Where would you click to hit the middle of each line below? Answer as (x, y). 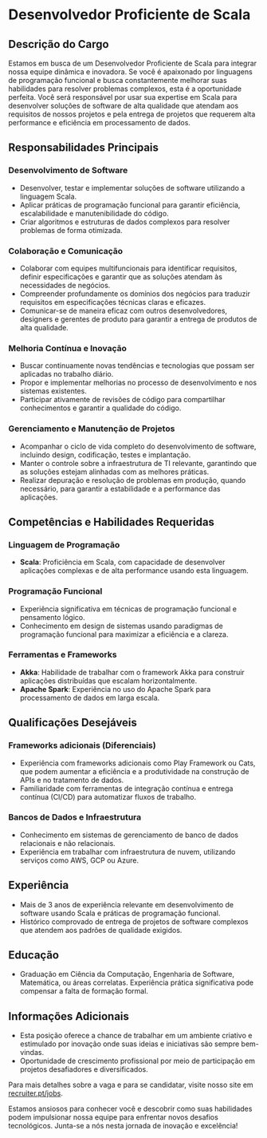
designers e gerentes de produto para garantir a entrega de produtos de (138, 319)
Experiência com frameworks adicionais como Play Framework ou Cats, (137, 763)
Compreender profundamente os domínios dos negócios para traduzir (135, 294)
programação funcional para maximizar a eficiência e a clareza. (124, 634)
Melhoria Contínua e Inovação (68, 348)
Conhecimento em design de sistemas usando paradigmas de (121, 626)
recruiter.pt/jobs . (36, 1093)
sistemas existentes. (53, 391)
